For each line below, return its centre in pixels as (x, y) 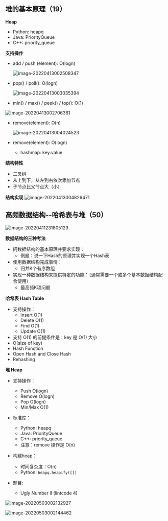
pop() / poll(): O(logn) (35, 83)
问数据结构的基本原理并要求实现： (49, 249)
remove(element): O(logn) (40, 143)
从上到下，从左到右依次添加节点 (46, 180)
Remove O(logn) (38, 396)
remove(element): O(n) (37, 123)
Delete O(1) (32, 320)
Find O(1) (30, 325)
